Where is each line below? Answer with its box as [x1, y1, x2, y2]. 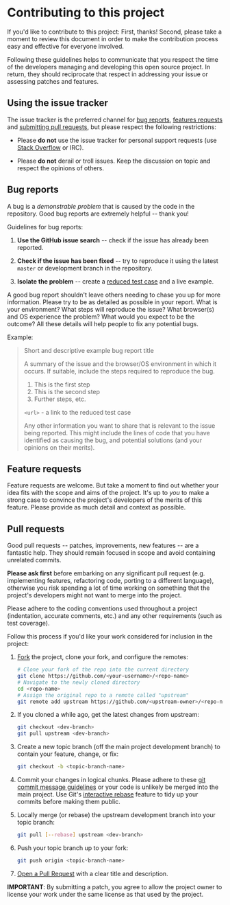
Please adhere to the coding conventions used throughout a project [7, 604, 198, 612]
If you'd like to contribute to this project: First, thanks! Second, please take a [7, 27, 222, 36]
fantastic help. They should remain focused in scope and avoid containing [7, 549, 216, 557]
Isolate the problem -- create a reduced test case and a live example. [16, 277, 214, 286]
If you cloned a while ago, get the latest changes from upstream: [16, 711, 200, 719]
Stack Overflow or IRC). [16, 143, 84, 152]
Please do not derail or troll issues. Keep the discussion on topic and [16, 157, 211, 165]
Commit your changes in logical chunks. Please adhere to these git [16, 776, 206, 784]
